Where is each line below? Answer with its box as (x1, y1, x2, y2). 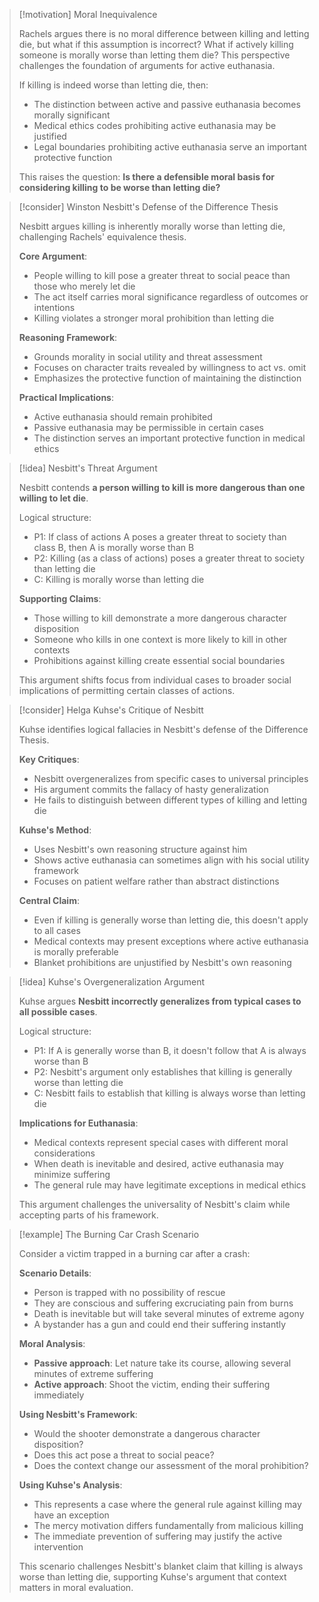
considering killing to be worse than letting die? (18, 182, 221, 193)
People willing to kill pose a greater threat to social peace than (33, 270, 291, 281)
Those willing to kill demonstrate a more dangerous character (33, 612, 287, 624)
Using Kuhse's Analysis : (18, 1479, 123, 1491)
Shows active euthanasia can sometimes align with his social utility (33, 854, 310, 866)
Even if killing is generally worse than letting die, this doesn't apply (33, 914, 309, 926)
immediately (33, 1389, 85, 1401)
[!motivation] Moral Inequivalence (18, 9, 158, 20)
